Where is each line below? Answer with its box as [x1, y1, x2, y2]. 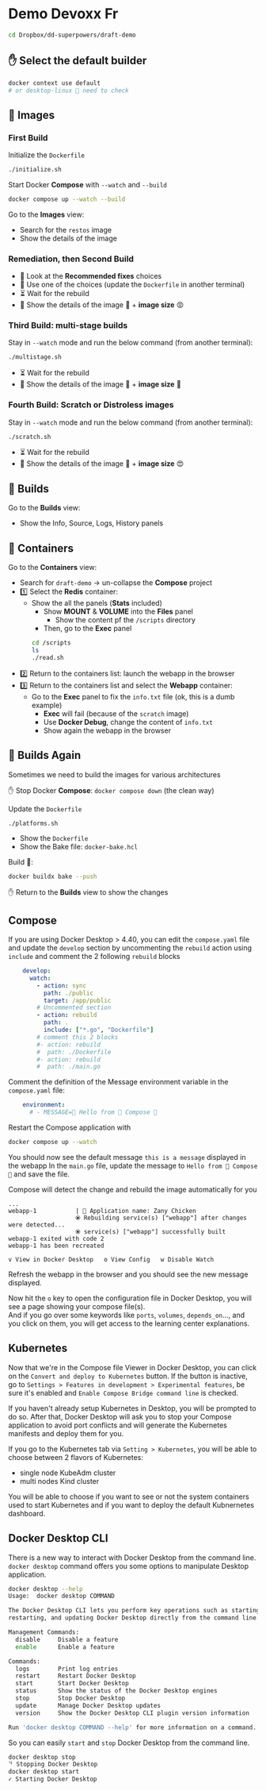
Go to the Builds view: [8, 503, 81, 513]
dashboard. [8, 1508, 46, 1518]
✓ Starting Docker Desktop [8, 1775, 97, 1783]
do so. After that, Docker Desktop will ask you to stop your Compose [8, 1412, 232, 1421]
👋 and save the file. [8, 1169, 70, 1179]
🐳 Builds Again [8, 749, 82, 762]
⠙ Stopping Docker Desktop [8, 1760, 98, 1769]
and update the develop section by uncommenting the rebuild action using [8, 943, 252, 953]
